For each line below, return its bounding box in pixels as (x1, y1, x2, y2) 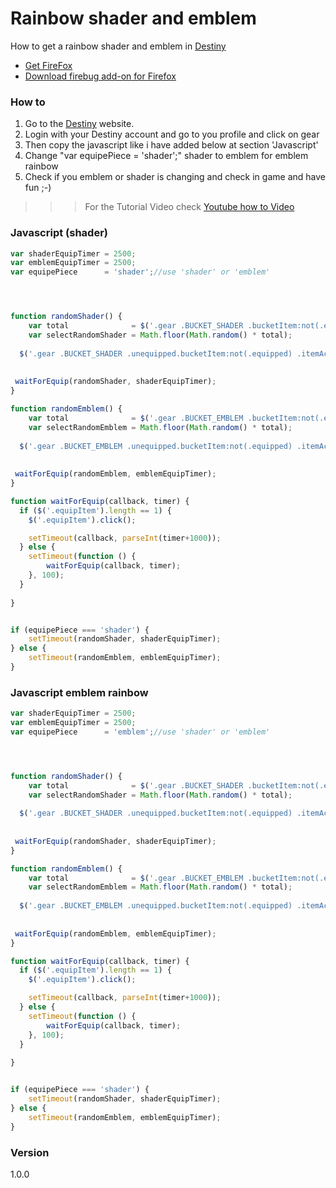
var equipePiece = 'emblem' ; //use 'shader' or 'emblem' (10, 727, 271, 737)
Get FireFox (24, 59, 73, 71)
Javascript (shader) (10, 226, 108, 240)
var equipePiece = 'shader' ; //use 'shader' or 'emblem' (10, 267, 271, 277)
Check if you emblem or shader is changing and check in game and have (24, 171, 326, 183)
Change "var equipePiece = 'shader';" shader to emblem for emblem (24, 150, 309, 162)
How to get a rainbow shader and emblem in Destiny (10, 40, 227, 52)
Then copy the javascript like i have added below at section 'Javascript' (24, 139, 319, 151)
